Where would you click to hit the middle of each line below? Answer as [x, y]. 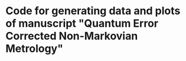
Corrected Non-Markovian [72, 36]
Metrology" [34, 49]
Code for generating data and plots [93, 11]
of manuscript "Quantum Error [82, 23]
